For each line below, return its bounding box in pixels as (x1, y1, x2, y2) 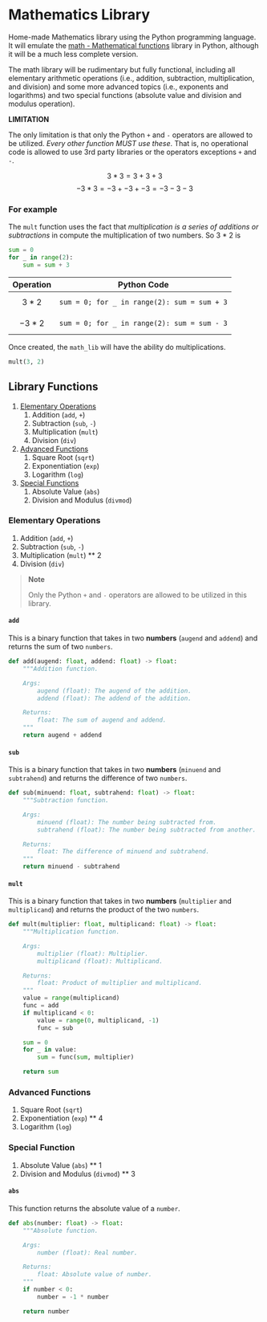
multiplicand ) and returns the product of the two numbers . (8, 905, 200, 914)
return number (22, 1307, 70, 1316)
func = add (22, 1002, 59, 1010)
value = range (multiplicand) (22, 994, 120, 1003)
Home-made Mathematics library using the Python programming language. (8, 32, 257, 42)
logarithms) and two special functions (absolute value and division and (8, 90, 242, 100)
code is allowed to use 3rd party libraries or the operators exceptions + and (8, 147, 257, 157)
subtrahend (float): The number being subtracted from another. (37, 825, 257, 834)
